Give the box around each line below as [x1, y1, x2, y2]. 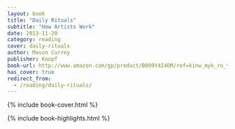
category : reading [7, 36, 61, 43]
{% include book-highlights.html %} [7, 114, 111, 123]
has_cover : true [7, 68, 55, 75]
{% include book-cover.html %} [7, 100, 98, 109]
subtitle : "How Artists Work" [7, 23, 96, 30]
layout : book [7, 10, 45, 17]
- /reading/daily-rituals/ [13, 82, 92, 89]
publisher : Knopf [7, 56, 58, 63]
